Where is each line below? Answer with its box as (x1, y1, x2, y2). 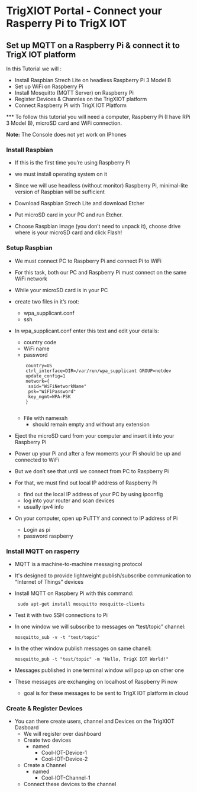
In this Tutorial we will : (6, 65, 62, 72)
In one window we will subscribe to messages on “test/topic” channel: (14, 623, 186, 630)
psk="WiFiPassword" (28, 389, 76, 395)
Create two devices (23, 736, 72, 743)
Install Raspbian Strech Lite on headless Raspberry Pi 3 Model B (14, 77, 172, 83)
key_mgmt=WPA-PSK (28, 393, 71, 400)
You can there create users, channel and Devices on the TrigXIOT (14, 717, 175, 725)
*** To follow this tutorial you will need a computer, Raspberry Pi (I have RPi (6, 114, 190, 120)
